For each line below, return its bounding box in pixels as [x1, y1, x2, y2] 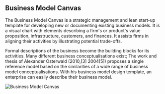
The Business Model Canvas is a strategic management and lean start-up [5, 17, 156, 23]
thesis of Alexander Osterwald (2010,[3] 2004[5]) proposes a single [5, 58, 144, 64]
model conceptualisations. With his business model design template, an [5, 69, 152, 75]
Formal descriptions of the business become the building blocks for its [5, 47, 150, 53]
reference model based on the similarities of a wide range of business [5, 63, 148, 69]
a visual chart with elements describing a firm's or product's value [5, 27, 141, 34]
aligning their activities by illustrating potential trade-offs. [5, 38, 122, 44]
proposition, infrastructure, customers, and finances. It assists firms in [5, 33, 149, 39]
